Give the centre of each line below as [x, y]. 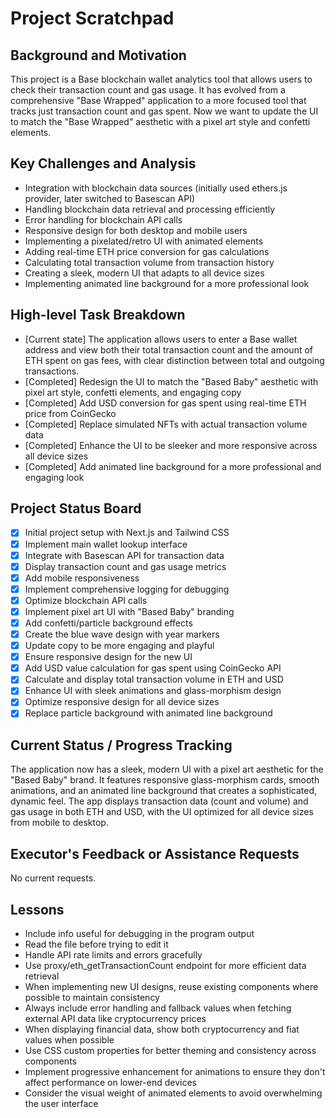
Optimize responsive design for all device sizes [122, 702]
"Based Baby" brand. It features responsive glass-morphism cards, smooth [165, 780]
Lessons [37, 909]
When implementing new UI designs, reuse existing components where [171, 986]
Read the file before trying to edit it [96, 944]
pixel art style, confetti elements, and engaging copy [133, 392]
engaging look [54, 477]
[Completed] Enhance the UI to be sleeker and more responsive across [171, 445]
